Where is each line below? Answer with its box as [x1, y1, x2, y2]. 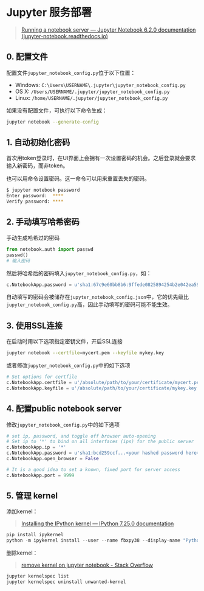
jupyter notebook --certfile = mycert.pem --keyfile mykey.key [6, 350, 165, 356]
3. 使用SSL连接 [6, 320, 63, 330]
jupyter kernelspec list [6, 573, 69, 579]
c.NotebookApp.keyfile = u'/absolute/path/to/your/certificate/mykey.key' [6, 385, 200, 391]
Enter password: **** [6, 193, 64, 199]
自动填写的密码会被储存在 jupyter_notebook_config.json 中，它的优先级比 [6, 293, 189, 301]
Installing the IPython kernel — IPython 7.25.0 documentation [21, 520, 174, 527]
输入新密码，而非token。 [6, 162, 69, 169]
